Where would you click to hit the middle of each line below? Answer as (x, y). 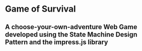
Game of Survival (40, 9)
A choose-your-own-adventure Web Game (71, 27)
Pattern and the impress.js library (56, 42)
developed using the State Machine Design (71, 34)
